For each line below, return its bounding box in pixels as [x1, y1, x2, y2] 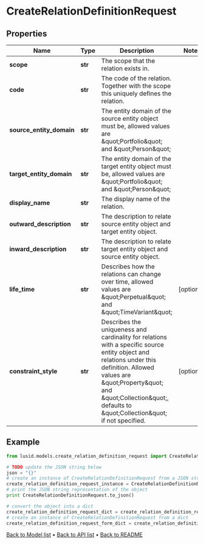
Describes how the [101, 262, 155, 271]
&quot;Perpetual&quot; [101, 293, 166, 301]
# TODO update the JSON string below [6, 464, 102, 470]
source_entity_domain [9, 126, 75, 134]
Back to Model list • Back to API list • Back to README [6, 531, 143, 539]
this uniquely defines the [101, 89, 172, 98]
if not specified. [101, 416, 146, 424]
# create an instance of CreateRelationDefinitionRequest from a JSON [6, 475, 189, 481]
